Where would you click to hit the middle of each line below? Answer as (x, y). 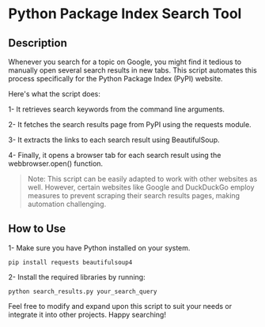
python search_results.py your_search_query (83, 291)
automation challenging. (67, 204)
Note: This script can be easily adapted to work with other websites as (142, 179)
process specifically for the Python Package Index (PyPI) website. (115, 79)
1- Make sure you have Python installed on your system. (99, 248)
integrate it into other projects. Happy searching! (87, 314)
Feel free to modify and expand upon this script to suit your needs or (120, 306)
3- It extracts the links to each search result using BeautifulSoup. (114, 140)
